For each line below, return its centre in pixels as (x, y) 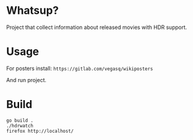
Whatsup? (32, 11)
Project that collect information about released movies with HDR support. (97, 27)
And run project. (26, 80)
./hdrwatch (20, 126)
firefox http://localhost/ (40, 131)
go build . (20, 120)
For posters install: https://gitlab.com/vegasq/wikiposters (80, 68)
